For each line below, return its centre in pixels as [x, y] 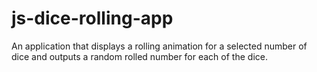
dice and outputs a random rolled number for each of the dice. [139, 56]
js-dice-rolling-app [92, 18]
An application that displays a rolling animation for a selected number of [159, 46]
